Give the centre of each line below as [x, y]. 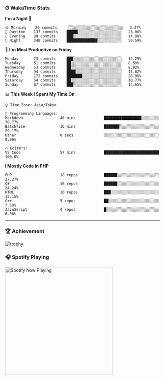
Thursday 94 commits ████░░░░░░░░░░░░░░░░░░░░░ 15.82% [73, 72]
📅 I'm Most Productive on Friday [39, 50]
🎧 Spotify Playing [27, 257]
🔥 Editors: [16, 148]
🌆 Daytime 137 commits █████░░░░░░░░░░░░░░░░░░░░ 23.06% [73, 32]
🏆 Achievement [25, 231]
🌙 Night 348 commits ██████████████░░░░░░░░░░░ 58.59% [73, 41]
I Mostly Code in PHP [27, 166]
